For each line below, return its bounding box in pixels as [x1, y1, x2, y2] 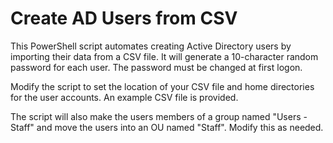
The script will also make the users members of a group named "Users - [10, 110, 308, 122]
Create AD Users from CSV [10, 7, 238, 30]
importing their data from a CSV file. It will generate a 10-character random [10, 50, 319, 62]
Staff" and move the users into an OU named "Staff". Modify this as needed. [10, 121, 324, 133]
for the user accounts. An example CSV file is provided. [10, 91, 239, 103]
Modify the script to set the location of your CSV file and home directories [10, 80, 315, 92]
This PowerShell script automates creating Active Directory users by [10, 40, 292, 52]
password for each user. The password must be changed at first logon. [10, 61, 303, 73]
